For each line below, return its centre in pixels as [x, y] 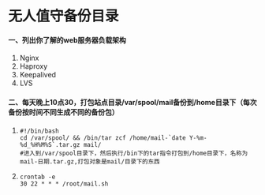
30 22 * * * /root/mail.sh [64, 184]
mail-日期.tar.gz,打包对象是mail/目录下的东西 [90, 161]
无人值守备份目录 [64, 16]
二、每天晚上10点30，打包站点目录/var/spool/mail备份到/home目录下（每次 [132, 102]
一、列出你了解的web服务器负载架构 [67, 39]
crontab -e [37, 177]
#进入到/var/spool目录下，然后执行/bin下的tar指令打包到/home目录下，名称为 [134, 153]
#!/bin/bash [39, 131]
